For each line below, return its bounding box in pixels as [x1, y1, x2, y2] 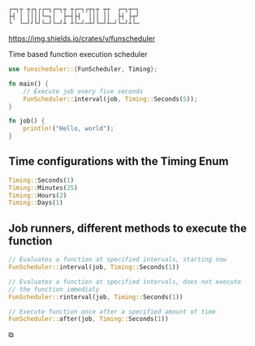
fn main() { [8, 80, 49, 88]
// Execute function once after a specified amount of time [8, 307, 217, 316]
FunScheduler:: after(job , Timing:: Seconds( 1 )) [8, 315, 169, 323]
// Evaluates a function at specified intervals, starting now [8, 256, 227, 264]
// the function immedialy [8, 285, 100, 293]
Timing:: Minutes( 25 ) [8, 184, 79, 192]
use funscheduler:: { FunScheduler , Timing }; [8, 65, 158, 73]
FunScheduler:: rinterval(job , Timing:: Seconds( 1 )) [8, 292, 184, 301]
